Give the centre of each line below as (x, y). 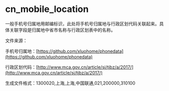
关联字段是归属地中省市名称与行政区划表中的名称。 (62, 30)
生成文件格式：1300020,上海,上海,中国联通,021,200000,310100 (70, 83)
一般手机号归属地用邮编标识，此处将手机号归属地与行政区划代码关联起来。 (82, 23)
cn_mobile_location (47, 9)
